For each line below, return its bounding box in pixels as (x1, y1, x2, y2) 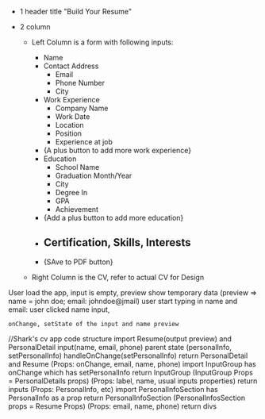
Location (55, 121, 85, 129)
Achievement (55, 205, 99, 213)
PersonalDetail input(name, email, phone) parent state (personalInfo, (8, 342, 232, 352)
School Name (55, 163, 100, 171)
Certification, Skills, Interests (43, 236, 192, 249)
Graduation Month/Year (55, 171, 132, 180)
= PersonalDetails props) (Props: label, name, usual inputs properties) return (8, 376, 258, 386)
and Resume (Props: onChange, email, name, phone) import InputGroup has (8, 359, 256, 368)
